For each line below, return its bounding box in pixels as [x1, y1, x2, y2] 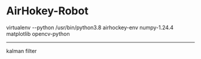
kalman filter [6, 47, 37, 54]
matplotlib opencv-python [6, 30, 70, 37]
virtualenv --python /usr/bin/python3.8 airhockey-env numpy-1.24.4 [6, 24, 174, 31]
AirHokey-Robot [6, 4, 89, 18]
